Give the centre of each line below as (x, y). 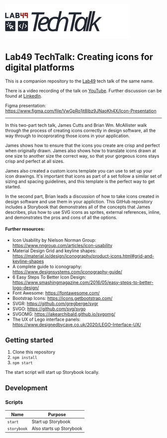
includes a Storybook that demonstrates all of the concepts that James (78, 207)
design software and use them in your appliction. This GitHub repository (79, 202)
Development (27, 388)
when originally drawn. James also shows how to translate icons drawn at (81, 151)
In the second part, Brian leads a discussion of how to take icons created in (82, 196)
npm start (23, 363)
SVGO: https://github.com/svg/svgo (49, 309)
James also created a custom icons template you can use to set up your (79, 171)
